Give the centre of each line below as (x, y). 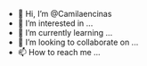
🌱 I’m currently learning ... (65, 33)
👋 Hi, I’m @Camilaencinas (65, 14)
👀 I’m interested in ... (55, 23)
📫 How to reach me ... (59, 52)
